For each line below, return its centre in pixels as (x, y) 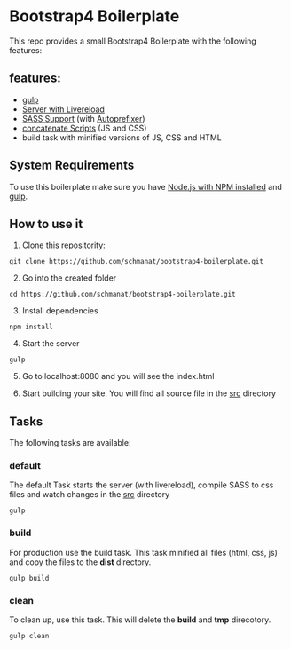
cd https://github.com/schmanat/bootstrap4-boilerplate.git (123, 295)
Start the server (51, 344)
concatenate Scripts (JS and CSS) (84, 128)
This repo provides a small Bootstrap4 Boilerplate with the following (133, 41)
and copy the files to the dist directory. (80, 562)
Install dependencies (60, 311)
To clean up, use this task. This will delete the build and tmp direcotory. (140, 620)
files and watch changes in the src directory (90, 495)
